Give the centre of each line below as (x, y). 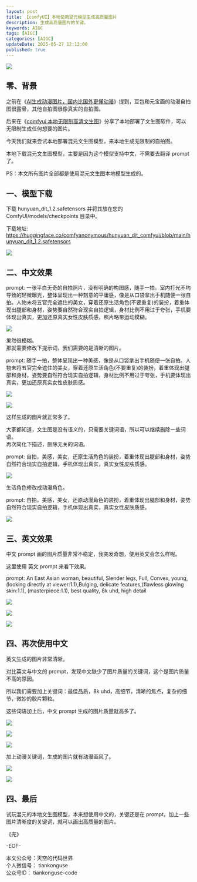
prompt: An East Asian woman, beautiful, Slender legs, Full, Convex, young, (97, 578)
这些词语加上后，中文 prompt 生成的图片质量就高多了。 (73, 711)
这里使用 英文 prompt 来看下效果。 (48, 566)
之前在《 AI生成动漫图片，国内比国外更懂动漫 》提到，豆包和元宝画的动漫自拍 (98, 101)
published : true (26, 50)
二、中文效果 (29, 272)
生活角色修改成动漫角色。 (37, 488)
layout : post (22, 11)
